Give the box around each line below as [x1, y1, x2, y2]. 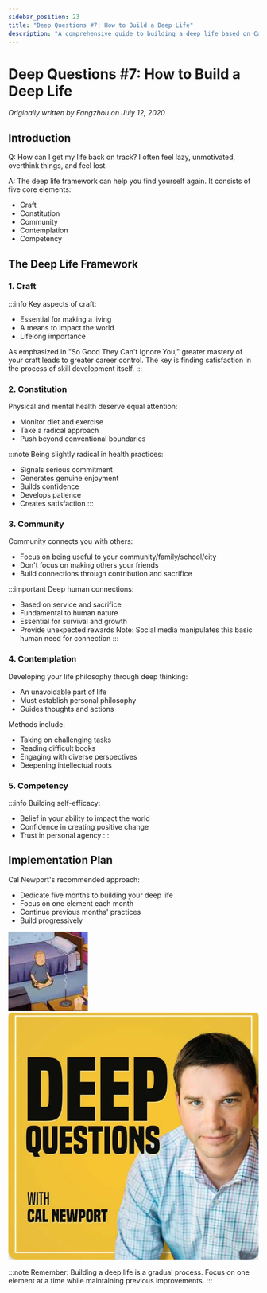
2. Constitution [8, 383, 68, 394]
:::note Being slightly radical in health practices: [8, 450, 164, 459]
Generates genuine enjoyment [19, 474, 119, 483]
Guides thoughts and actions [19, 704, 114, 713]
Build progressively [19, 916, 83, 925]
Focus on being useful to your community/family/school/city [19, 552, 217, 561]
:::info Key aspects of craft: [8, 299, 97, 308]
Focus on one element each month [19, 898, 133, 908]
